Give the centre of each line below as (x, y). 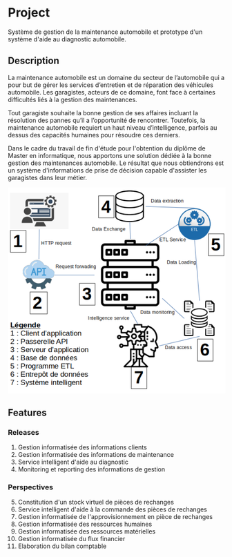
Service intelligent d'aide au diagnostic (73, 462)
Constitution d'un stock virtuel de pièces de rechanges (96, 502)
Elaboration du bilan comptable (62, 546)
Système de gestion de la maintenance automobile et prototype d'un (105, 32)
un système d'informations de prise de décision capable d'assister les (107, 170)
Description (33, 61)
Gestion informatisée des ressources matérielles (87, 531)
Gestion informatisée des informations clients (82, 447)
